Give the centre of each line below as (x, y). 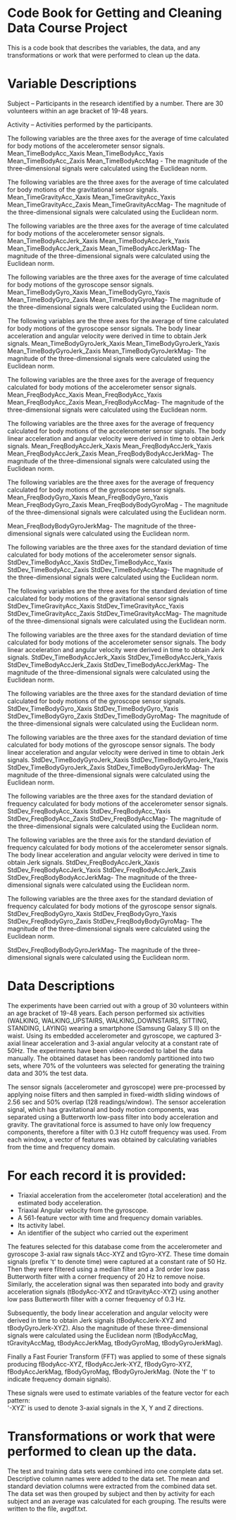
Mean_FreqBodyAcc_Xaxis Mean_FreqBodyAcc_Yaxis (85, 395)
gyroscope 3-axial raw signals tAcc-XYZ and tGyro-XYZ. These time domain (118, 1254)
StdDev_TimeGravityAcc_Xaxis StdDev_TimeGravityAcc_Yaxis (96, 605)
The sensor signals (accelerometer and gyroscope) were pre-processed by (117, 1086)
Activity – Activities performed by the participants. (80, 124)
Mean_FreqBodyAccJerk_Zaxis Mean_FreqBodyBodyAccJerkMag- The (110, 453)
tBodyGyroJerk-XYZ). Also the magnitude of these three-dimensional (108, 1328)
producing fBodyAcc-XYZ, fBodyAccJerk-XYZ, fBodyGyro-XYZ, (100, 1364)
